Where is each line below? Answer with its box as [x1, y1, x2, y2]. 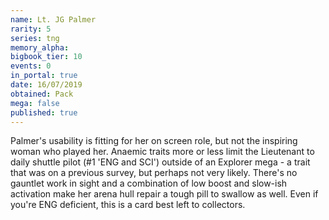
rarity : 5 [10, 24, 52, 34]
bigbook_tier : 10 [10, 52, 83, 62]
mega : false [10, 98, 60, 108]
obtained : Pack [10, 89, 74, 99]
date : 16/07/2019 [10, 80, 83, 90]
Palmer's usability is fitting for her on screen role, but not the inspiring [10, 135, 298, 147]
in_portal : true [10, 71, 78, 81]
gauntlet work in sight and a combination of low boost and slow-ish [10, 177, 288, 190]
